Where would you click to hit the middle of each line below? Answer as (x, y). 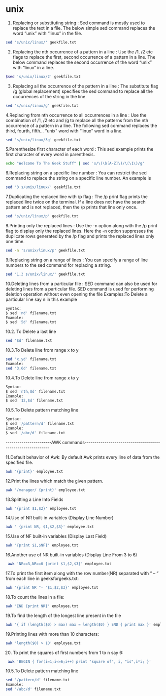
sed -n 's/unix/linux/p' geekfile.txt (45, 250)
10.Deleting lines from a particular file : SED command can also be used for (82, 284)
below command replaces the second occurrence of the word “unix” (82, 62)
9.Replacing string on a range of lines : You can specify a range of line (77, 260)
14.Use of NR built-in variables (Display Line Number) (60, 518)
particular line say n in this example (41, 299)
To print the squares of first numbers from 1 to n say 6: (68, 653)
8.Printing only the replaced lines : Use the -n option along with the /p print (82, 226)
